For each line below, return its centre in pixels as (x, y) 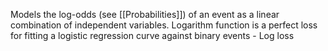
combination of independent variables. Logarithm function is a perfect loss (164, 25)
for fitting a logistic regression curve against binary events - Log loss (152, 35)
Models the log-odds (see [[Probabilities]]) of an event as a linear (145, 14)
